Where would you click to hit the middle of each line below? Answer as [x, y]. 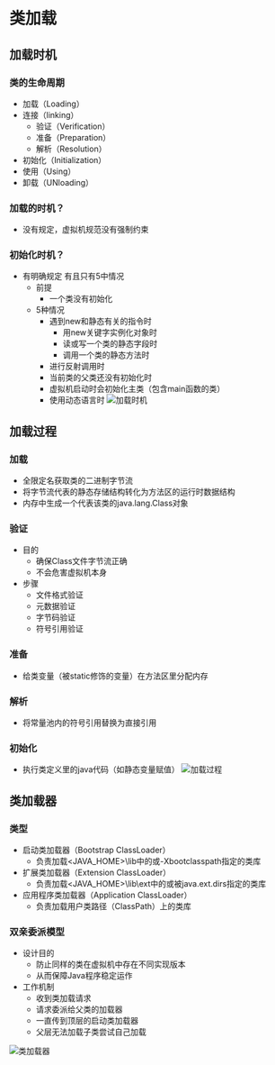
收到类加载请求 [63, 998]
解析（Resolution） [71, 149]
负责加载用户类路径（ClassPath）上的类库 [113, 906]
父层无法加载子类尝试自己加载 [91, 1032]
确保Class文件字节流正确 [81, 561]
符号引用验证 [59, 629]
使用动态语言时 [77, 400]
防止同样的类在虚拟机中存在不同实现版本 [111, 964]
